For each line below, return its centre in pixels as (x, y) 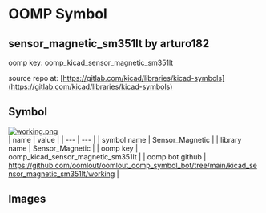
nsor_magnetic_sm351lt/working (62, 174)
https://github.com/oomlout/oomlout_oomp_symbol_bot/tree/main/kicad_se (133, 165)
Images (27, 199)
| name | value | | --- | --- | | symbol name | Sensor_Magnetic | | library (125, 139)
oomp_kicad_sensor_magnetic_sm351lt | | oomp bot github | (107, 156)
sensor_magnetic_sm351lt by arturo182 (109, 44)
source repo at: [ (36, 78)
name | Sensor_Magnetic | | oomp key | (73, 148)
